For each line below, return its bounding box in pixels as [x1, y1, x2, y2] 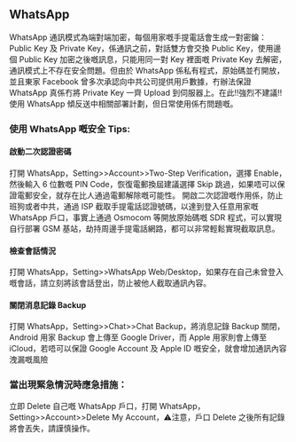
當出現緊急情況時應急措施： [9, 379, 128, 391]
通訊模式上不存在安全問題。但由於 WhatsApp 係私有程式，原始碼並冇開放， [9, 65, 285, 75]
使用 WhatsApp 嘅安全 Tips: [9, 122, 131, 135]
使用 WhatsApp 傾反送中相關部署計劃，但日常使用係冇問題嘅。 [9, 98, 238, 109]
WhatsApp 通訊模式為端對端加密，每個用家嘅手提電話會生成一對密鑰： [9, 31, 268, 43]
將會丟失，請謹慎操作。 [9, 422, 95, 433]
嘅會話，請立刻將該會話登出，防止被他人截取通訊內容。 [9, 278, 211, 288]
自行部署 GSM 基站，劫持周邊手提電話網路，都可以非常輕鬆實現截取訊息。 [9, 223, 280, 233]
